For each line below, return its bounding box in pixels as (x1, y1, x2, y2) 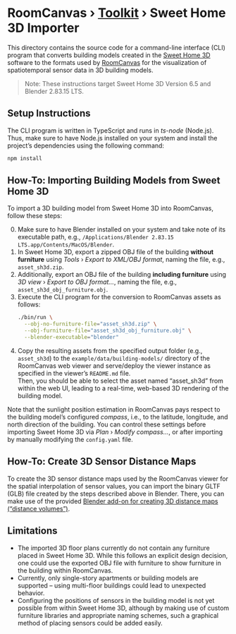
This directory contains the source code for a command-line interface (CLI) (7, 43, 225, 52)
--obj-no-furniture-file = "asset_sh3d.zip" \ (24, 321, 157, 328)
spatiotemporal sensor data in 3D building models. (7, 66, 154, 74)
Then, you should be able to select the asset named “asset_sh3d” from (17, 376, 224, 385)
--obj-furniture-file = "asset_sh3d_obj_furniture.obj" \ (24, 327, 192, 335)
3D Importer (7, 20, 80, 36)
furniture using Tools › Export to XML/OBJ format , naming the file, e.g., (17, 256, 225, 264)
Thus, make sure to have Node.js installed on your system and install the (7, 133, 218, 142)
